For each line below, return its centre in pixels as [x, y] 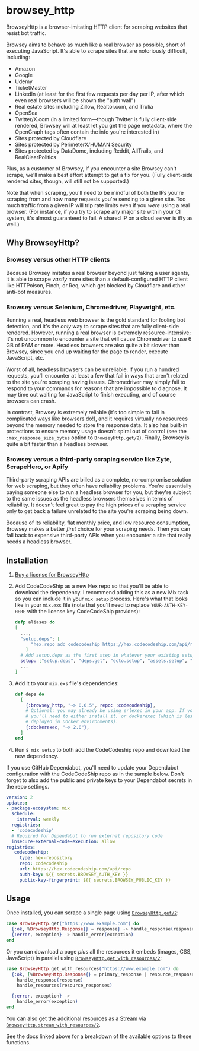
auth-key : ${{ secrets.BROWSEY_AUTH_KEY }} [74, 874]
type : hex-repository [46, 858]
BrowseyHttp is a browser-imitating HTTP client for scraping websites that [97, 27]
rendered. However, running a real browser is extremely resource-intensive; [99, 333]
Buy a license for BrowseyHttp [52, 575]
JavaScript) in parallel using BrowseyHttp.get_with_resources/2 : [84, 958]
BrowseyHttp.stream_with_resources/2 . [53, 1025]
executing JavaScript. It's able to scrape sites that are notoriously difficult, [97, 50]
